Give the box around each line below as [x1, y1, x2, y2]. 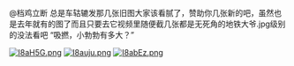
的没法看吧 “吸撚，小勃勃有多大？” [9, 30, 135, 40]
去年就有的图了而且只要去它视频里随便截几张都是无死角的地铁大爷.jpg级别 [16, 18, 286, 29]
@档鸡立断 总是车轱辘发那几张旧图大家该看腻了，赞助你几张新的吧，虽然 [9, 8, 275, 18]
